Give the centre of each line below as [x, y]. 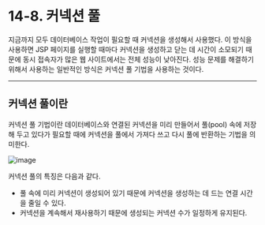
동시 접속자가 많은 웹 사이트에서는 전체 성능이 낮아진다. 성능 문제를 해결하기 [138, 59]
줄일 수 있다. [47, 203]
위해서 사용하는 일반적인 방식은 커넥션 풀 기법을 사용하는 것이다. [106, 69]
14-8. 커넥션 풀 [54, 16]
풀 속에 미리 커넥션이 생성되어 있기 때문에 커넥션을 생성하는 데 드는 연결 [129, 193]
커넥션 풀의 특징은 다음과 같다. [54, 176]
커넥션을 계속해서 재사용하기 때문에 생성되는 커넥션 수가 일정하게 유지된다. [133, 212]
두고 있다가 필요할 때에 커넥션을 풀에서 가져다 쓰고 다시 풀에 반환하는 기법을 [132, 134]
